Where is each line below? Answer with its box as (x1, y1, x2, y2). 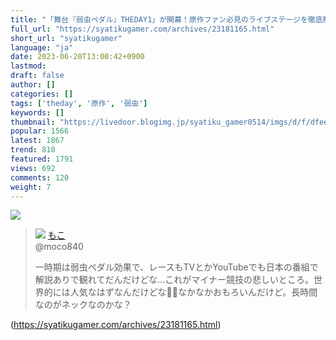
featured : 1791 (10, 154, 74, 164)
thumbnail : (10, 117, 56, 127)
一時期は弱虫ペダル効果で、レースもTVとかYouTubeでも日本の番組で (34, 261, 319, 273)
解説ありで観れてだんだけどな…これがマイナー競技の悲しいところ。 (34, 274, 314, 286)
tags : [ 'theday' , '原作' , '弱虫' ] (10, 98, 148, 108)
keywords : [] (10, 107, 65, 118)
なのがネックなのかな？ (34, 299, 132, 311)
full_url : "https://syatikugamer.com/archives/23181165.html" (10, 24, 275, 34)
